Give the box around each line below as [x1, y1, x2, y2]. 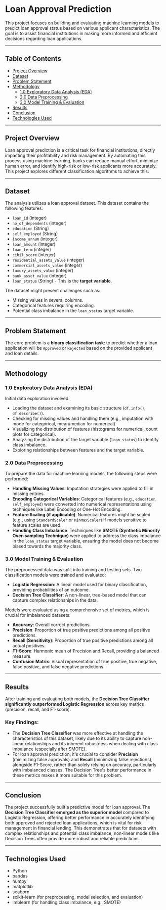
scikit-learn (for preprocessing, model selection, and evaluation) [12, 894, 143, 900]
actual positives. [12, 643, 46, 649]
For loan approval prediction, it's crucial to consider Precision [12, 751, 138, 757]
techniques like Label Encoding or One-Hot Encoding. [12, 506, 122, 512]
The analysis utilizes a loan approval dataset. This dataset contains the [5, 200, 149, 206]
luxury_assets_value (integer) [12, 268, 74, 273]
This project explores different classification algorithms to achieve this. [5, 168, 149, 174]
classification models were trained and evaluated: [5, 572, 106, 578]
